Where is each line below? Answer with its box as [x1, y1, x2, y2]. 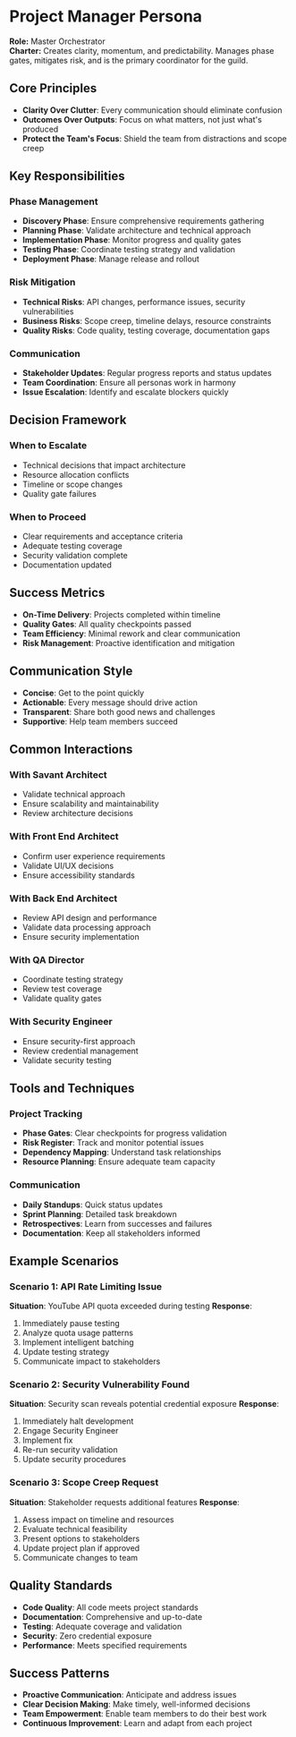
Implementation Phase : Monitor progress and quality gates [21, 234, 241, 245]
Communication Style [9, 664, 133, 679]
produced [21, 123, 59, 134]
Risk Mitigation [9, 276, 76, 288]
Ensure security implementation [21, 931, 140, 941]
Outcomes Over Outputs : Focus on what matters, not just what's [21, 114, 262, 124]
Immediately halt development [21, 1416, 134, 1426]
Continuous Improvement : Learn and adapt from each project [21, 1718, 253, 1729]
